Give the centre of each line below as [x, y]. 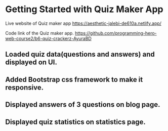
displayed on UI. [31, 62]
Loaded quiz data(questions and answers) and [80, 54]
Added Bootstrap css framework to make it [74, 79]
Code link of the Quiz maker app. [40, 33]
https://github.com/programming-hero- [116, 33]
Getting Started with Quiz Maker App [84, 9]
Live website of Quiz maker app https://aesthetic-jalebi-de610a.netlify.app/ [83, 23]
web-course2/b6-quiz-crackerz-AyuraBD [49, 38]
